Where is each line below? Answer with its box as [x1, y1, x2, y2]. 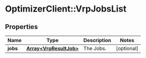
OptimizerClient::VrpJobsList [5, 3, 127, 14]
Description [83, 37, 111, 43]
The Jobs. [83, 45, 106, 52]
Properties [5, 23, 38, 31]
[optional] [116, 45, 139, 52]
